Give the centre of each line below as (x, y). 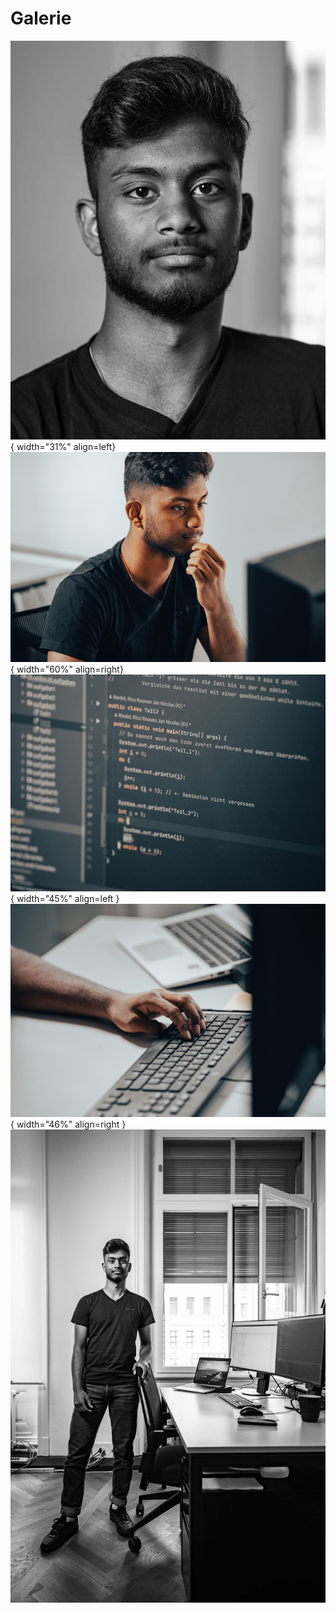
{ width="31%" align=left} (63, 446)
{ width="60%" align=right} (67, 669)
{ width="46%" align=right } (68, 1124)
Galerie (41, 18)
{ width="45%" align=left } (65, 898)
